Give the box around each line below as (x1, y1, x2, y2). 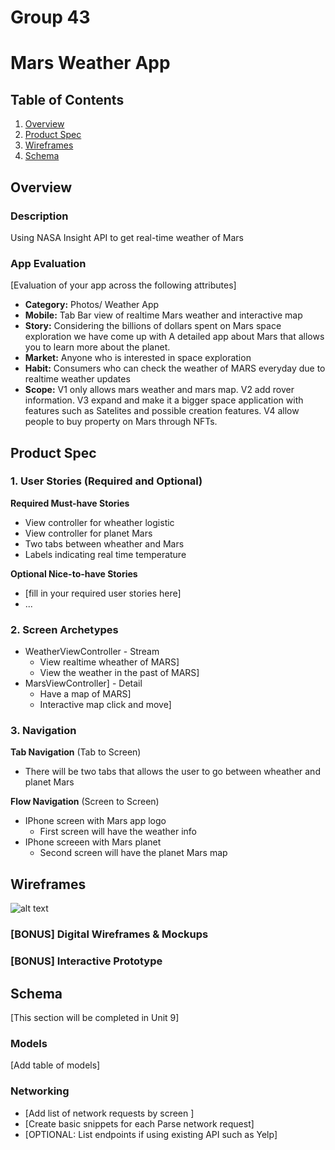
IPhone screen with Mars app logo (24, 815, 167, 827)
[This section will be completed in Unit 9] (10, 1011, 180, 1023)
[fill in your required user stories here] (24, 587, 182, 599)
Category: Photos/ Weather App (24, 299, 160, 311)
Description (10, 209, 69, 223)
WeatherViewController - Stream (24, 646, 160, 658)
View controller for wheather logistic (24, 516, 175, 528)
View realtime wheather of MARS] (39, 656, 180, 668)
